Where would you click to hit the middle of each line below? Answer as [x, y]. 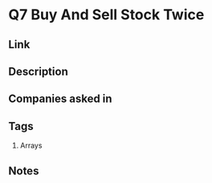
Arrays [31, 145]
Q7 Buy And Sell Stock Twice [106, 15]
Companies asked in [60, 99]
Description [38, 71]
